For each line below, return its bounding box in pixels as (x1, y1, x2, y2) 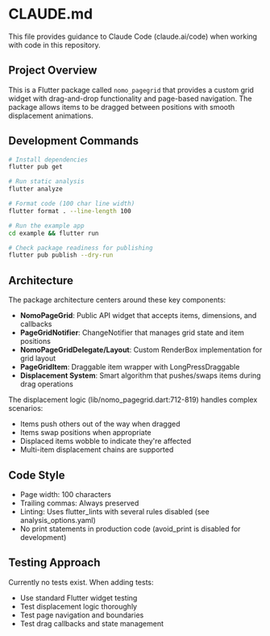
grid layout (19, 354, 56, 363)
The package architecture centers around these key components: (8, 295, 226, 305)
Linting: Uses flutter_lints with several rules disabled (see (19, 506, 210, 517)
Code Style (8, 468, 65, 482)
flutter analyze (8, 185, 63, 194)
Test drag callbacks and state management (19, 618, 164, 628)
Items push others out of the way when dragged (19, 419, 181, 429)
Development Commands (8, 134, 139, 148)
